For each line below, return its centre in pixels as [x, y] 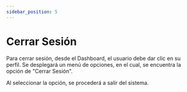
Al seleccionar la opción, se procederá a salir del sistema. [78, 82]
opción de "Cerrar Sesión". [40, 71]
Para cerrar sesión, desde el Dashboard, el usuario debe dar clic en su [93, 58]
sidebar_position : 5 [32, 12]
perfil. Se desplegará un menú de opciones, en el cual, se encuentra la [94, 64]
